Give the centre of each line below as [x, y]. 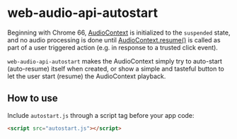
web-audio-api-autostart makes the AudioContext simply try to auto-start [115, 61]
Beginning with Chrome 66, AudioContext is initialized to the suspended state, [119, 32]
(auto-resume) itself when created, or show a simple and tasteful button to [116, 68]
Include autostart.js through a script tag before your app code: [101, 115]
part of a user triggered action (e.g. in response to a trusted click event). [112, 47]
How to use [33, 98]
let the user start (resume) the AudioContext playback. [87, 76]
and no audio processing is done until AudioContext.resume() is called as [114, 40]
